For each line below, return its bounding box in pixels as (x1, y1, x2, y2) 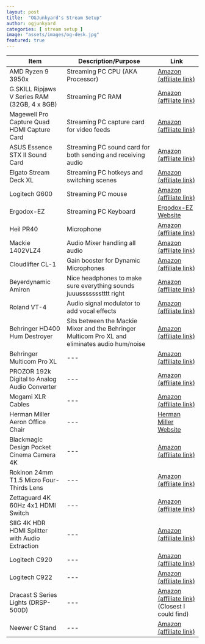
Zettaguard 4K (9, 493, 51, 502)
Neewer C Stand (9, 624, 57, 632)
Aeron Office (9, 417, 46, 426)
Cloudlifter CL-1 (9, 260, 57, 268)
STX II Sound (9, 151, 47, 159)
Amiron (9, 285, 31, 294)
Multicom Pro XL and (67, 332, 127, 340)
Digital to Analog (9, 375, 57, 383)
